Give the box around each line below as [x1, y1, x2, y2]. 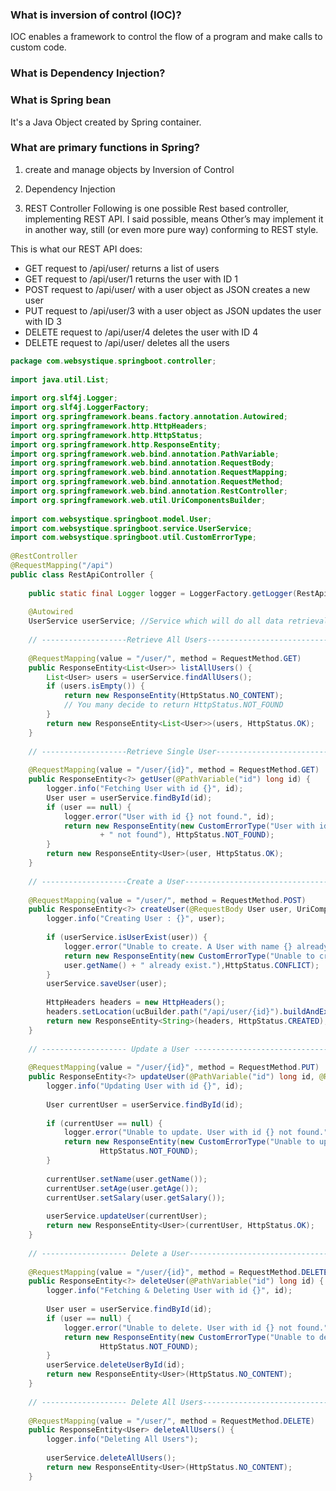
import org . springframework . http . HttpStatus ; [10, 430, 203, 440]
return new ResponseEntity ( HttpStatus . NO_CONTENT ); [63, 691, 284, 701]
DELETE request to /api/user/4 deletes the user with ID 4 [24, 326, 259, 338]
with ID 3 [24, 315, 62, 327]
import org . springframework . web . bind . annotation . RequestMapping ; [10, 468, 288, 478]
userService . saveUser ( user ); [46, 979, 168, 989]
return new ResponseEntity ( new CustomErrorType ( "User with [63, 821, 315, 831]
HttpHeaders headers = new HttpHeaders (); [46, 998, 226, 1008]
